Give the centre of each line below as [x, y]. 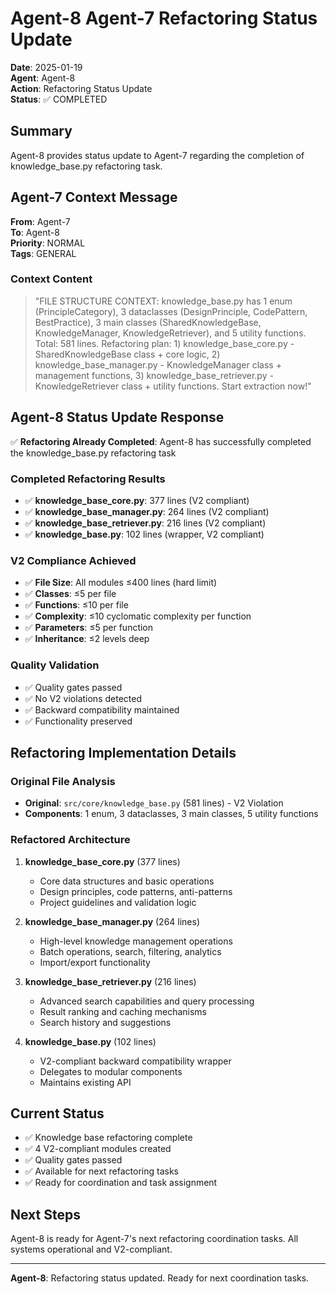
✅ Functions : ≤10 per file [76, 605]
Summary [41, 131]
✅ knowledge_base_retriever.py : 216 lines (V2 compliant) [145, 523]
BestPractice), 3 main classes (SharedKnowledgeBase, [148, 322]
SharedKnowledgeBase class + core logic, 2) [127, 354]
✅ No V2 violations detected [83, 698]
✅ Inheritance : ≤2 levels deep [87, 639]
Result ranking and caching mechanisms [123, 1011]
